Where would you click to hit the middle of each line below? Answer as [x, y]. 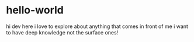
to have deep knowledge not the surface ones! [62, 32]
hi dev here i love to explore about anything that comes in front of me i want [97, 26]
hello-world [35, 10]
